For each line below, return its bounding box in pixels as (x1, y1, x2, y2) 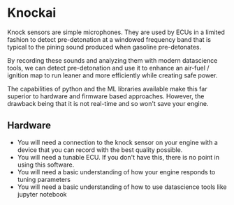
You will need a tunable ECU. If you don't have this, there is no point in (17, 153, 220, 161)
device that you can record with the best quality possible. (17, 145, 183, 154)
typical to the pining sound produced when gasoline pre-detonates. (7, 43, 201, 51)
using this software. (17, 160, 75, 169)
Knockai (7, 5, 57, 21)
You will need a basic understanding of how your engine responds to (17, 167, 216, 176)
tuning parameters (17, 175, 71, 183)
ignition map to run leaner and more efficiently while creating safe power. (7, 71, 218, 79)
